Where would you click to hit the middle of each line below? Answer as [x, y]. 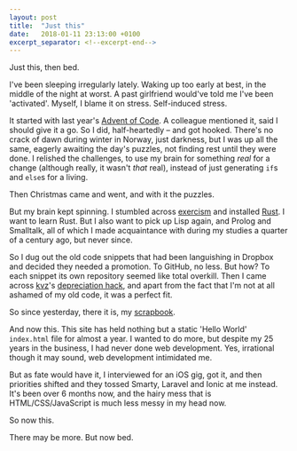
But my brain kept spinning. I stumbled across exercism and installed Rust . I [147, 212]
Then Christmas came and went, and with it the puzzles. [112, 194]
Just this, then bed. [44, 67]
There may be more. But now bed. [71, 438]
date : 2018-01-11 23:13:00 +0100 [75, 34]
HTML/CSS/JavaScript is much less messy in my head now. [118, 403]
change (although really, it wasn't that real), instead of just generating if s [144, 168]
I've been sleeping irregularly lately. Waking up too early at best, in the [138, 84]
